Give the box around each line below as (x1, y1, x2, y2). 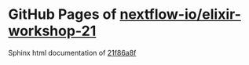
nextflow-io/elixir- (119, 5, 241, 23)
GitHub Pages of (8, 5, 117, 23)
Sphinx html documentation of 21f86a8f (8, 48, 137, 57)
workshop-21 (8, 22, 97, 40)
